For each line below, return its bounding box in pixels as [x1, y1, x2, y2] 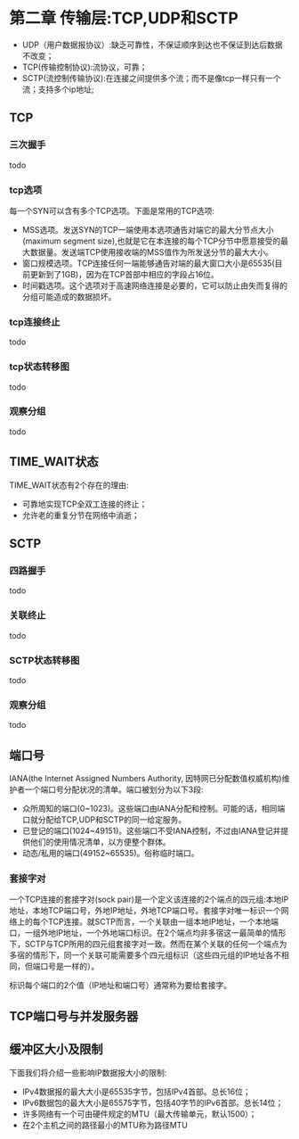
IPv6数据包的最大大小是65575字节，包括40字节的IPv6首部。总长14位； [21, 1097, 284, 1108]
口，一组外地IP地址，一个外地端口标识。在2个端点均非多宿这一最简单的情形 [9, 928, 287, 938]
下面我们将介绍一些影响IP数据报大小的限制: [9, 1067, 167, 1077]
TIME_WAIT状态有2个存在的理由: [9, 479, 129, 491]
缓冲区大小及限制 [9, 1042, 103, 1057]
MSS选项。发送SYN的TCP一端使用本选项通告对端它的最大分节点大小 [21, 224, 274, 235]
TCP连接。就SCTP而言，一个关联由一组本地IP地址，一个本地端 [47, 916, 279, 928]
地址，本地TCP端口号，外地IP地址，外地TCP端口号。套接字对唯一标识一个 [9, 905, 282, 916]
